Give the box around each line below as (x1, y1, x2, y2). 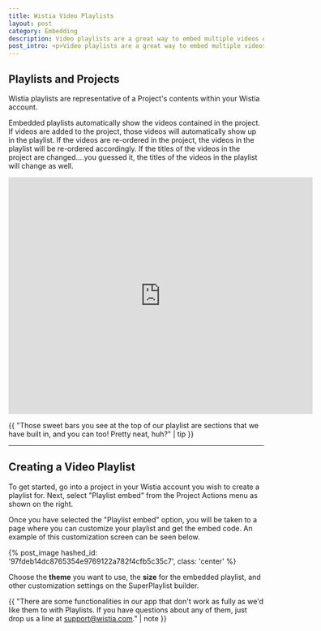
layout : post (8, 19, 53, 28)
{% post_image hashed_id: (8, 547, 98, 557)
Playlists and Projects (8, 72, 120, 86)
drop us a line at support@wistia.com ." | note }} (8, 613, 168, 623)
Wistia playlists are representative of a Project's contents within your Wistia (8, 93, 260, 103)
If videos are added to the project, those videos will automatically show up (8, 127, 257, 136)
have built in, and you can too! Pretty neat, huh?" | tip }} (8, 429, 195, 439)
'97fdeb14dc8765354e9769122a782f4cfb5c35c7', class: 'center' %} (8, 556, 237, 566)
